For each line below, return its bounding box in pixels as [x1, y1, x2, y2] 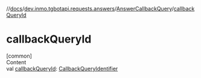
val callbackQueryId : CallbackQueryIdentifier [6, 65, 118, 72]
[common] [6, 52, 32, 59]
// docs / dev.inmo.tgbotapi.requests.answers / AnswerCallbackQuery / [6, 5, 174, 12]
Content [6, 58, 27, 65]
